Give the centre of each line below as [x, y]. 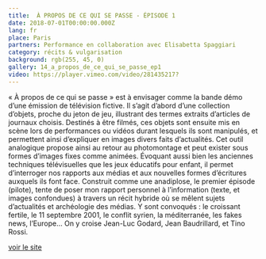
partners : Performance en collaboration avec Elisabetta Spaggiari [122, 45]
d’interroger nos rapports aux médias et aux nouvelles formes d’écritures [128, 173]
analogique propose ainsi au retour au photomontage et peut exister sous [128, 147]
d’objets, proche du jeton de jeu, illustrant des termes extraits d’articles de [129, 114]
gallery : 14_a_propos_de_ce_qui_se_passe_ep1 [85, 67]
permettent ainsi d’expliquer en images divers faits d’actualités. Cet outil [126, 139]
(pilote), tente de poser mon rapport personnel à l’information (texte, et [124, 189]
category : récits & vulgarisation [66, 52]
